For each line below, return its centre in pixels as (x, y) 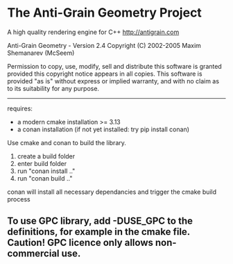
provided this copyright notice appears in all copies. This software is (105, 74)
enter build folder (42, 163)
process (19, 199)
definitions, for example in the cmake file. (99, 232)
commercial (34, 254)
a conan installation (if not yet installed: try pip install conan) (103, 129)
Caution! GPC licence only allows (80, 243)
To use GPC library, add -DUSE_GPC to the (100, 221)
